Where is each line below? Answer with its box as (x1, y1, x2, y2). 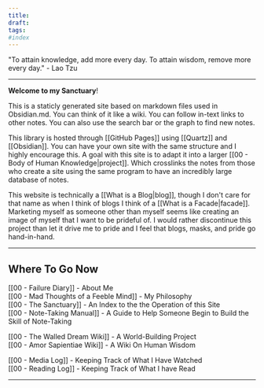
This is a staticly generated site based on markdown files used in (8, 102, 218, 111)
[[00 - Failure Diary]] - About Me (8, 283, 114, 293)
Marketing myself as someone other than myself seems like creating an (8, 207, 240, 216)
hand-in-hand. (8, 232, 55, 242)
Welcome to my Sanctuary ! (8, 86, 98, 95)
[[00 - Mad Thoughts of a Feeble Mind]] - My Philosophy (8, 292, 192, 301)
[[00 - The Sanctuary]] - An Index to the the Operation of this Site (8, 300, 221, 309)
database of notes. (8, 175, 69, 185)
